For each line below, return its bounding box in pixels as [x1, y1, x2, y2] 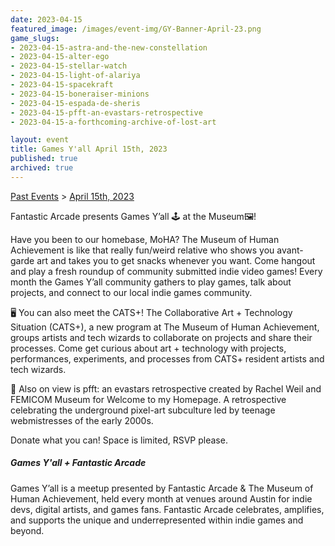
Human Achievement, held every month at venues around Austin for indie [10, 492, 313, 505]
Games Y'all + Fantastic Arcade [10, 457, 147, 469]
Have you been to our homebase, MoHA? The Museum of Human [10, 233, 280, 245]
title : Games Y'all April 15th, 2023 [10, 144, 168, 155]
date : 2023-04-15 [10, 14, 83, 25]
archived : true [10, 163, 74, 173]
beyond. [10, 524, 45, 536]
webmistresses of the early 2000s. [10, 414, 154, 426]
